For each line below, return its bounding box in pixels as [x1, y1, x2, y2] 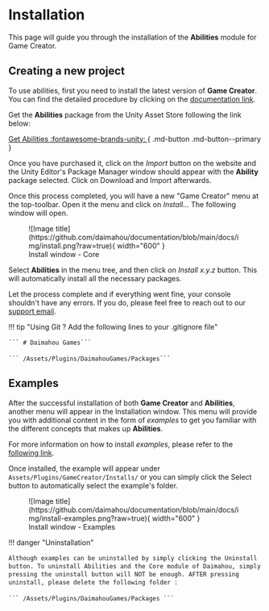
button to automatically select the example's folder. [8, 480, 179, 490]
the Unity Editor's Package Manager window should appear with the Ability [8, 167, 259, 177]
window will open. [8, 208, 68, 218]
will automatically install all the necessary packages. [8, 273, 182, 283]
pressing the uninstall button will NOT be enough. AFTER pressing [8, 570, 240, 578]
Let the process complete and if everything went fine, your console [8, 289, 231, 299]
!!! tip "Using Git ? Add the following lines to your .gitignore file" [8, 322, 218, 331]
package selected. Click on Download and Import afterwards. [8, 175, 212, 185]
